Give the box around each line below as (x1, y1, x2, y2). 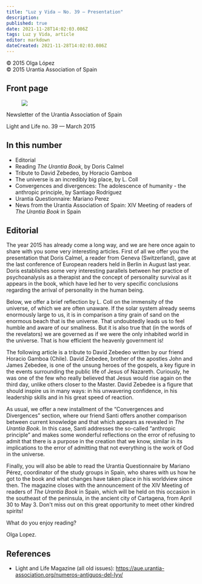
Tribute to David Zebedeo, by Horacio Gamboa (15, 169, 132, 176)
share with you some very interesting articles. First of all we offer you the (6, 248, 189, 255)
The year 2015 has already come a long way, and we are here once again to (6, 241, 195, 249)
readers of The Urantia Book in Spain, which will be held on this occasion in (6, 488, 196, 495)
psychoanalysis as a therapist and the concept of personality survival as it (6, 274, 192, 281)
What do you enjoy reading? (6, 519, 77, 526)
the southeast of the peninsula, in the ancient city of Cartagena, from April (6, 495, 192, 502)
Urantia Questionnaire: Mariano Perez (15, 195, 109, 202)
